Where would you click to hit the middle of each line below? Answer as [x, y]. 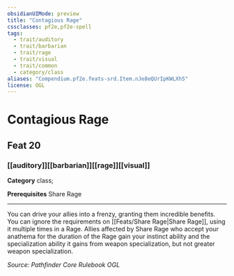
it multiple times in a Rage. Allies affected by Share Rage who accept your [113, 229]
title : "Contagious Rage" [45, 20]
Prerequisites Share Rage [45, 194]
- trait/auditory [39, 40]
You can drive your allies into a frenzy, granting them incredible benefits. [111, 215]
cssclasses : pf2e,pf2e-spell [49, 27]
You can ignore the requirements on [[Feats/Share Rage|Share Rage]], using [116, 221]
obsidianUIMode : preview [43, 14]
